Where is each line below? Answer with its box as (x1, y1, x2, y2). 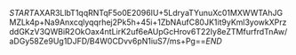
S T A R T (9, 8, 35, 18)
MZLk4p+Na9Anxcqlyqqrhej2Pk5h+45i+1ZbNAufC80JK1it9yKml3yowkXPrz (9, 17, 287, 27)
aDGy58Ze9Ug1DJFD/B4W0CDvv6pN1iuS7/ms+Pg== (9, 35, 206, 46)
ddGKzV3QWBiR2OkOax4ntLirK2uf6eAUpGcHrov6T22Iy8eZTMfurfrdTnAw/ (9, 27, 288, 36)
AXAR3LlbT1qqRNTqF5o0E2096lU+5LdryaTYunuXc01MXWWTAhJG (34, 8, 283, 18)
